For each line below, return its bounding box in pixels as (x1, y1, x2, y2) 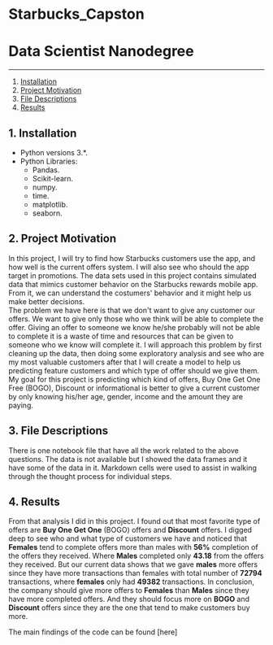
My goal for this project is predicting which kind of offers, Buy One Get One (8, 374, 261, 384)
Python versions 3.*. (19, 147, 88, 157)
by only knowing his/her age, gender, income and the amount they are (8, 391, 244, 401)
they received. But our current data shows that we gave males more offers (8, 560, 258, 569)
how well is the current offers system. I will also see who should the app (8, 262, 249, 272)
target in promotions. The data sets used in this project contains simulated (8, 270, 258, 281)
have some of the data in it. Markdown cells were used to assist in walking (8, 463, 258, 473)
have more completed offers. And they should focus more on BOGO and (8, 595, 250, 604)
